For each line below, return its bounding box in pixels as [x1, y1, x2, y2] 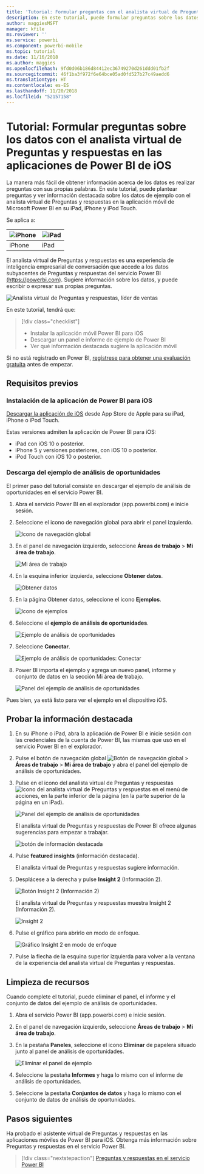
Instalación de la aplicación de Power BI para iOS [6, 396, 153, 405]
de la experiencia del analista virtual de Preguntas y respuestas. [15, 959, 175, 967]
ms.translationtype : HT [6, 77, 67, 83]
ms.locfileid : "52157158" [6, 94, 72, 100]
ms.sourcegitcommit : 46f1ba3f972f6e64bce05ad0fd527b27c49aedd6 [6, 71, 170, 77]
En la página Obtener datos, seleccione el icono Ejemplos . [15, 596, 162, 603]
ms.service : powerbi [6, 37, 59, 43]
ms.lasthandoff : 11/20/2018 [6, 88, 78, 94]
